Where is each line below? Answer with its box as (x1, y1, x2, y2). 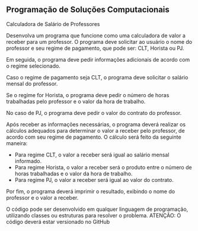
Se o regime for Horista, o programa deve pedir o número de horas (6, 91, 170, 98)
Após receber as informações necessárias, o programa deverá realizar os (6, 121, 186, 128)
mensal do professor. (6, 80, 58, 87)
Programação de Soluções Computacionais (6, 5, 170, 15)
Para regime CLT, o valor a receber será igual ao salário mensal (14, 151, 170, 158)
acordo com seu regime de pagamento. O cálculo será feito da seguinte (6, 133, 182, 140)
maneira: (6, 139, 28, 147)
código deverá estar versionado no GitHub (6, 218, 110, 225)
